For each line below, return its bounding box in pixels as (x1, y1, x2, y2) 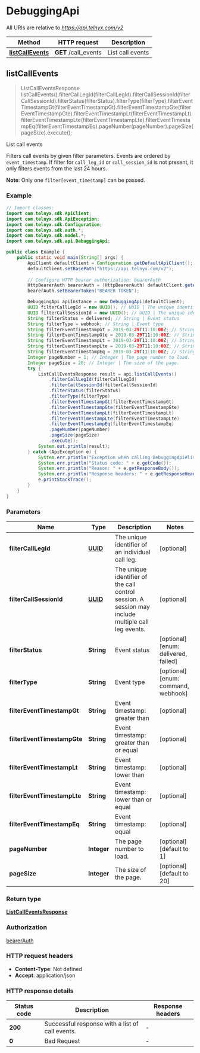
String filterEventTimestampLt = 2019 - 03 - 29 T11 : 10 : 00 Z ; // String (27, 338, 196, 344)
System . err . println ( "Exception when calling (37, 454, 151, 460)
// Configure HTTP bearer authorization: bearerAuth (27, 277, 161, 283)
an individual (115, 548, 151, 556)
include (115, 610, 136, 618)
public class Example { (6, 249, 65, 255)
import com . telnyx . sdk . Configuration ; (6, 221, 102, 228)
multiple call (115, 617, 149, 625)
